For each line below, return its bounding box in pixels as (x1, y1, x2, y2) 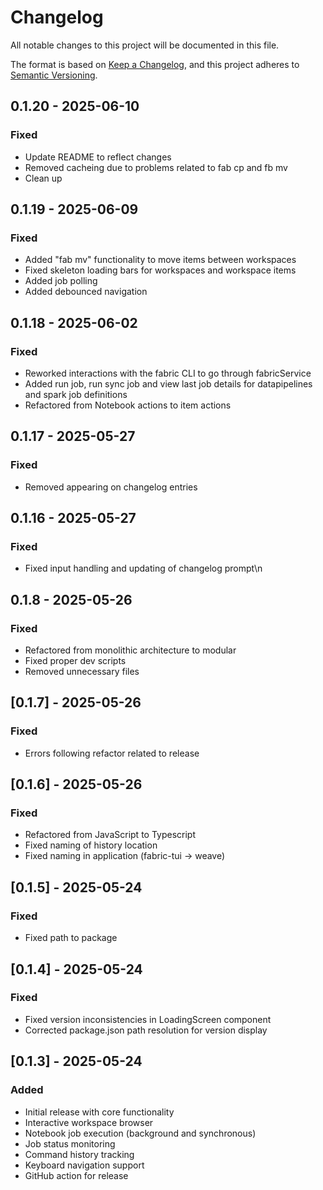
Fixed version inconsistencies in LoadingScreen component (24, 1013, 272, 1025)
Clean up (24, 172, 63, 184)
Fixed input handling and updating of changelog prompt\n (24, 562, 263, 575)
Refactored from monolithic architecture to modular (24, 644, 237, 656)
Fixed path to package (24, 932, 118, 944)
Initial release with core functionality (24, 1106, 175, 1118)
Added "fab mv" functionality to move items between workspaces (24, 254, 297, 266)
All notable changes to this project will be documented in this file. (10, 39, 280, 51)
